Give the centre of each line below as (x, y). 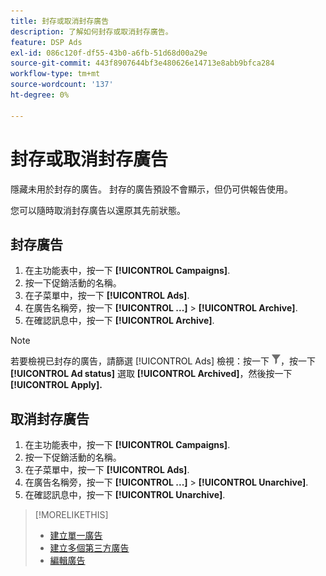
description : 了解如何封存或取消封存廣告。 (91, 31)
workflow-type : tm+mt (55, 74)
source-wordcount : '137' (62, 85)
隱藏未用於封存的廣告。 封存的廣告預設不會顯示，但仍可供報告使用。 (151, 189)
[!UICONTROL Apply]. (56, 385)
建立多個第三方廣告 (89, 548)
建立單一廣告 (76, 536)
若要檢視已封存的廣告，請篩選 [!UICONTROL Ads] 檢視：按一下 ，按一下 (163, 361)
